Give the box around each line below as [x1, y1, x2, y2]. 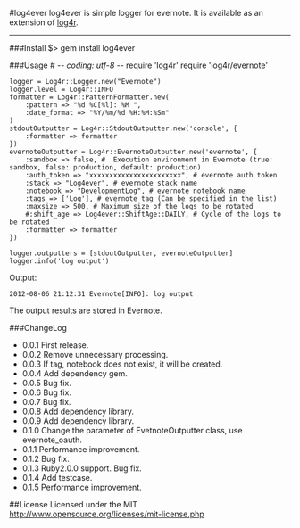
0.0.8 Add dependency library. [21, 406, 135, 417]
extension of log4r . [9, 17, 79, 28]
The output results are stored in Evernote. [9, 305, 162, 316]
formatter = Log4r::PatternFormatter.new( [9, 93, 170, 102]
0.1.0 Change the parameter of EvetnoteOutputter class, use [21, 425, 243, 435]
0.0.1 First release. [21, 340, 89, 351]
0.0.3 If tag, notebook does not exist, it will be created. [21, 359, 223, 369]
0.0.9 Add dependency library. [21, 416, 135, 426]
